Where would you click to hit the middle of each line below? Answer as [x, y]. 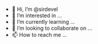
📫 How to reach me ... [39, 35]
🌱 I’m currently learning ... [43, 22]
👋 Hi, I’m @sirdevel [35, 9]
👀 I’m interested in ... [37, 15]
